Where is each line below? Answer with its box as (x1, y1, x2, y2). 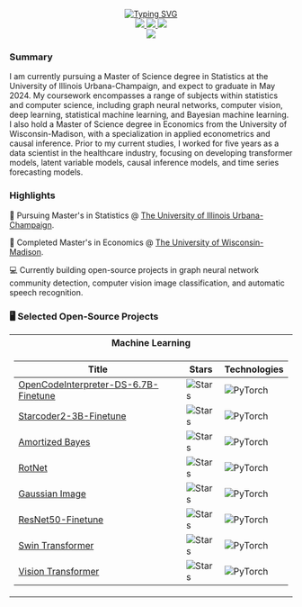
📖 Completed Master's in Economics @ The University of (9, 237, 220, 248)
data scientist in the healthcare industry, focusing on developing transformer (9, 148, 293, 159)
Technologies (224, 363, 284, 376)
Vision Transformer (18, 565, 100, 577)
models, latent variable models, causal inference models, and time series (9, 158, 280, 168)
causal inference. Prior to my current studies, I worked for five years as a (9, 138, 280, 149)
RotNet (18, 461, 48, 474)
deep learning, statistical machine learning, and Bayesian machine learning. (9, 109, 289, 121)
